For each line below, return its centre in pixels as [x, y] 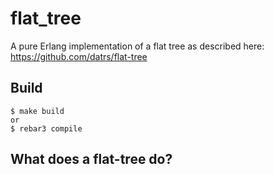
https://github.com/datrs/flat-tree [79, 56]
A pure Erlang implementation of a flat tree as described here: [137, 46]
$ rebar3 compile [46, 128]
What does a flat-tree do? [91, 159]
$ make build [37, 111]
